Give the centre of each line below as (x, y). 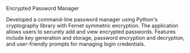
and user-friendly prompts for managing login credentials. (76, 44)
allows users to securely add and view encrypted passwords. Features (91, 32)
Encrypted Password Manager (43, 8)
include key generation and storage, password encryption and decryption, (96, 38)
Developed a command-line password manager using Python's (82, 19)
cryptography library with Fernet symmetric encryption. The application (92, 26)
